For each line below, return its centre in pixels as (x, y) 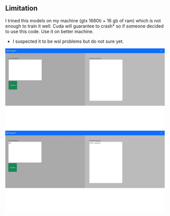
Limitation (22, 8)
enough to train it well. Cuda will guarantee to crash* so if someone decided (84, 26)
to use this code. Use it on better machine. (50, 31)
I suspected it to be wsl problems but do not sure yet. (68, 41)
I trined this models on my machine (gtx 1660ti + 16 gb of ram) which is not (83, 20)
